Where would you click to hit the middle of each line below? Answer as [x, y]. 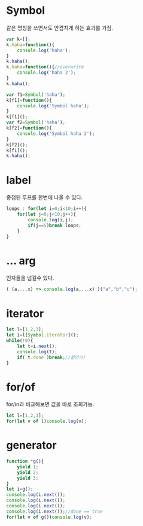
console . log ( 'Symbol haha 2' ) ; [56, 133]
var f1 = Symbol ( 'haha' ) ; [36, 94]
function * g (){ [25, 461]
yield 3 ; [28, 478]
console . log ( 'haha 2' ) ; [47, 73]
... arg [21, 261]
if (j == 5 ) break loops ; [55, 226]
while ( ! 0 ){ [20, 341]
